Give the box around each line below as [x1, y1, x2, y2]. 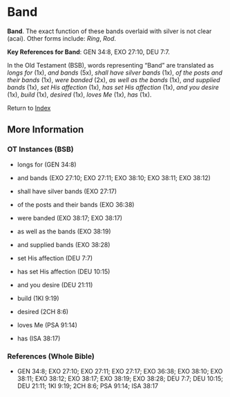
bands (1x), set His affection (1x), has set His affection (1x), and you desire [7, 83, 219, 91]
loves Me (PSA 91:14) [17, 320, 78, 329]
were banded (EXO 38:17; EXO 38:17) [17, 213, 123, 222]
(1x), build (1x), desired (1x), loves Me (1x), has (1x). [7, 90, 152, 99]
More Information [7, 124, 84, 135]
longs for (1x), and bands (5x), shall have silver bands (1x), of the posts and [7, 68, 223, 77]
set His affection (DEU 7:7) [17, 253, 93, 262]
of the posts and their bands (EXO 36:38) [17, 200, 135, 209]
